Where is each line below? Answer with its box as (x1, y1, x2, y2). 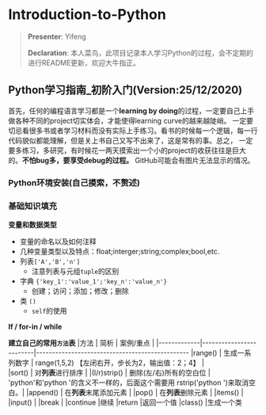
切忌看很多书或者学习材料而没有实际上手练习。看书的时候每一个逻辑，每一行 (8, 125, 258, 135)
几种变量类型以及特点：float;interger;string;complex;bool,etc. (19, 246, 220, 256)
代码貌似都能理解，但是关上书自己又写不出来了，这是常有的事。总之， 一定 (8, 135, 253, 145)
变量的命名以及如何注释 (19, 236, 97, 246)
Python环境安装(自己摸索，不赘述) (8, 177, 140, 188)
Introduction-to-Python (8, 6, 166, 24)
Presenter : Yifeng (27, 32, 86, 41)
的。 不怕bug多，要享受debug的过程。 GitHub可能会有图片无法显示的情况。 (8, 155, 255, 165)
